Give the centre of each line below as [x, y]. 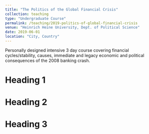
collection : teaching [27, 14]
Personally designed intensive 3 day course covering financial [67, 50]
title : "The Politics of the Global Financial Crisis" [62, 9]
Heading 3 [26, 124]
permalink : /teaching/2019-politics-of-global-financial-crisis [71, 23]
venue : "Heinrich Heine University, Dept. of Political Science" [72, 28]
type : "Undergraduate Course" [36, 18]
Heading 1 [25, 80]
